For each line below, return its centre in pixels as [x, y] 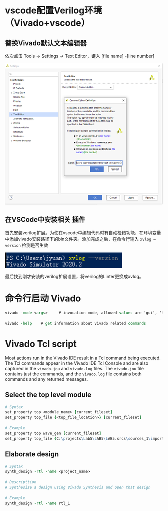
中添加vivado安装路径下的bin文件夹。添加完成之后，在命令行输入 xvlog [78, 239]
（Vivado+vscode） [48, 23]
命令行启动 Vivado [43, 299]
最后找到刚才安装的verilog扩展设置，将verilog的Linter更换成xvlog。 [74, 277]
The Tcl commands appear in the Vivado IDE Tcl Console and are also [77, 363]
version [13, 245]
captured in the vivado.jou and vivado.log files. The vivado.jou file [74, 368]
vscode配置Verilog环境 [54, 10]
